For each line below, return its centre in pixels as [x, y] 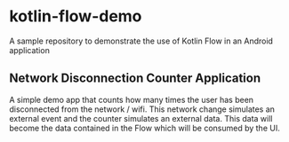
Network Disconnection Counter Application [135, 79]
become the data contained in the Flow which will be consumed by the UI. [144, 128]
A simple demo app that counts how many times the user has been [132, 99]
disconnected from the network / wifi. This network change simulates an [142, 109]
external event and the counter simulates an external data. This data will [141, 118]
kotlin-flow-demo [76, 16]
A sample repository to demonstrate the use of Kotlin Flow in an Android [141, 41]
